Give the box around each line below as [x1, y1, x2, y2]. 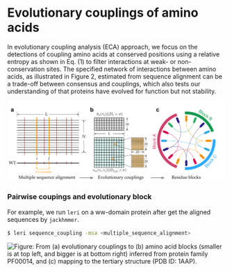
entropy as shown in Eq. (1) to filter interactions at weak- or [7, 57, 176, 65]
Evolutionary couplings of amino [7, 5, 199, 21]
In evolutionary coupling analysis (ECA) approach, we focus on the [7, 42, 198, 51]
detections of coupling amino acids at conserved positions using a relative [7, 50, 220, 58]
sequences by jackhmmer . [7, 215, 79, 223]
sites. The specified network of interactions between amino [46, 65, 217, 73]
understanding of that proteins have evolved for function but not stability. [7, 87, 217, 95]
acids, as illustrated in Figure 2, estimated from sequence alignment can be [7, 72, 222, 81]
